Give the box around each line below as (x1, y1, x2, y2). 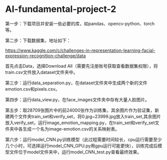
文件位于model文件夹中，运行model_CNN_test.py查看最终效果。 (9, 149, 141, 155)
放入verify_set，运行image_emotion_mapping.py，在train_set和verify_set (5, 120, 155, 126)
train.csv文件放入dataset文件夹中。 (5, 69, 78, 75)
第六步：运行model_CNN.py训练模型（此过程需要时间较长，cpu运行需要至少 (5, 136, 162, 143)
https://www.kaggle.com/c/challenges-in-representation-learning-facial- (5, 47, 156, 53)
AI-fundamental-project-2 (5, 3, 116, 15)
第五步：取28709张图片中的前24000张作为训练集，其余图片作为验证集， (5, 107, 155, 113)
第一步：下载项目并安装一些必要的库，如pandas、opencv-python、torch (5, 20, 155, 26)
